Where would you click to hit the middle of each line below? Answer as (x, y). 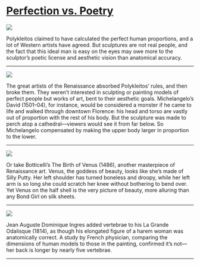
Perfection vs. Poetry (60, 11)
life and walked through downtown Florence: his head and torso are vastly (97, 111)
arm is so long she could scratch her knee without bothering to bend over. (97, 183)
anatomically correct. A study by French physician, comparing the (87, 237)
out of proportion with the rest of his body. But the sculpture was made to (96, 117)
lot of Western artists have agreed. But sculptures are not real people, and (97, 45)
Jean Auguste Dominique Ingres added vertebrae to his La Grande (87, 225)
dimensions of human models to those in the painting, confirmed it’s (89, 244)
